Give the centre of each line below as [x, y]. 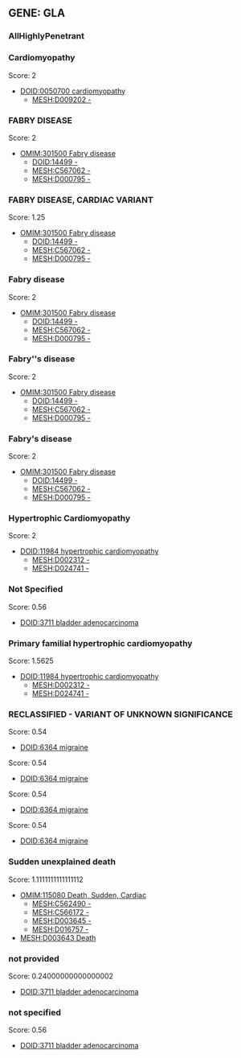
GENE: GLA [37, 13]
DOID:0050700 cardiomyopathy [73, 91]
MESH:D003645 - [61, 920]
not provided [34, 958]
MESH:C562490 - [61, 904]
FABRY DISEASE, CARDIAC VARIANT [81, 200]
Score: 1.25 [27, 217]
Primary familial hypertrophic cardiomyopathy [100, 643]
